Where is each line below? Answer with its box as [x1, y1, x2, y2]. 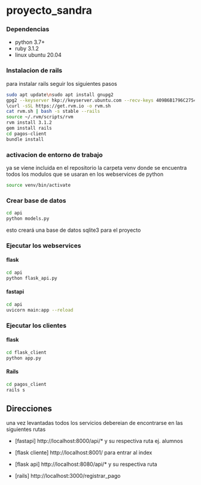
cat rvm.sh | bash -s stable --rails [6, 109, 100, 115]
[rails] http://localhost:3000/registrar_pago [14, 472, 121, 480]
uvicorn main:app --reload [6, 307, 74, 313]
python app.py [6, 355, 42, 361]
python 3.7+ [14, 38, 45, 46]
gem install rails [6, 125, 52, 131]
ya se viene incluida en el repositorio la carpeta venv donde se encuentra [6, 164, 187, 171]
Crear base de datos [6, 196, 66, 205]
